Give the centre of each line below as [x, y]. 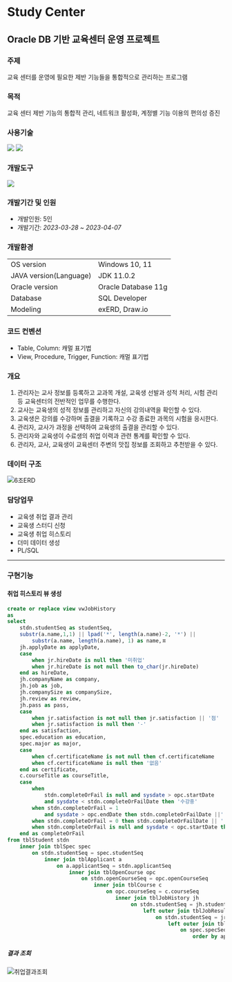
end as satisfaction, [50, 731]
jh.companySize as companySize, [66, 692]
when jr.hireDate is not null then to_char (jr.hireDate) [115, 667]
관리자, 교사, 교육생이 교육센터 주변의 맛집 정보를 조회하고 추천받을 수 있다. [117, 444]
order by [205, 937]
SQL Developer [122, 298]
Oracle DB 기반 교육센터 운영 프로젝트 [84, 39]
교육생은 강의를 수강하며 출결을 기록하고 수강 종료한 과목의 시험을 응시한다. [118, 418]
